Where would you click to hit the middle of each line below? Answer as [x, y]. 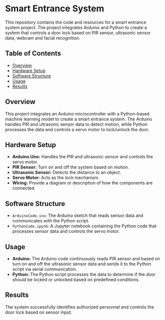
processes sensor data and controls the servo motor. [66, 231]
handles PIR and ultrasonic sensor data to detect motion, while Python [76, 124]
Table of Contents [33, 53]
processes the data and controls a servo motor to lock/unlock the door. [77, 129]
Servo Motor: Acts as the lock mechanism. [56, 178]
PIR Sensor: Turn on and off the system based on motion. [71, 167]
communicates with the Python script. [51, 221]
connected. [24, 188]
